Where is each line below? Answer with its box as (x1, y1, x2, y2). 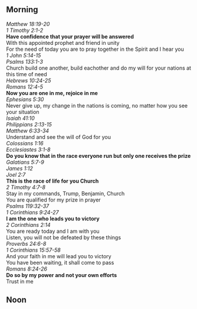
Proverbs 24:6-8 (6, 240, 47, 247)
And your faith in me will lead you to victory (6, 252, 111, 259)
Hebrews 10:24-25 (6, 77, 51, 84)
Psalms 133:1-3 (6, 58, 43, 65)
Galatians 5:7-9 (6, 158, 44, 165)
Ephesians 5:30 (6, 96, 44, 103)
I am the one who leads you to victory (6, 215, 100, 222)
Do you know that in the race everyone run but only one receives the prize (6, 152, 191, 159)
